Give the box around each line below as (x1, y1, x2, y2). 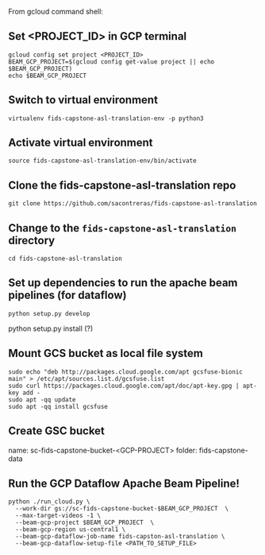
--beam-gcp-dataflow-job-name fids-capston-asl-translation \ (15, 533, 225, 541)
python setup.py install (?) (8, 324, 94, 333)
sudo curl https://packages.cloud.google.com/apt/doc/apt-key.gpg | (8, 382, 240, 390)
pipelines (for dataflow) (8, 289, 127, 302)
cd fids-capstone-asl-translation (8, 254, 123, 263)
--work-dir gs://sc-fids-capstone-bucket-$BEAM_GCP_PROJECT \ (15, 505, 229, 513)
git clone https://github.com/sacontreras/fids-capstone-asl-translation (8, 200, 258, 208)
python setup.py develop (8, 309, 90, 317)
